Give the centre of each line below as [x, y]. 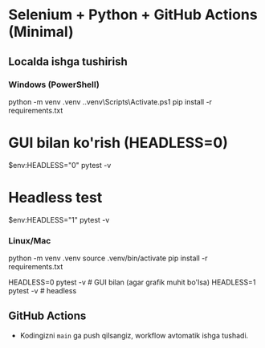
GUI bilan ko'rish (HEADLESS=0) [118, 143]
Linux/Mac [30, 240]
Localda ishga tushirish [68, 61]
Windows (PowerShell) [54, 84]
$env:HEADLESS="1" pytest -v [59, 219]
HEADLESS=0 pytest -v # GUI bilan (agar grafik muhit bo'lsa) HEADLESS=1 [132, 282]
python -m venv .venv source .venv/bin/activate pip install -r [108, 258]
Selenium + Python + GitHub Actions [133, 15]
